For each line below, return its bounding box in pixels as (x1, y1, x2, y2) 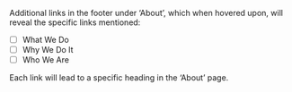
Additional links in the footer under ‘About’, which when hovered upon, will (9, 8, 283, 18)
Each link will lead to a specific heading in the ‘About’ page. (9, 72, 229, 83)
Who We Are (22, 54, 70, 65)
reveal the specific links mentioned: (9, 17, 141, 28)
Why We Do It (22, 45, 74, 55)
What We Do (22, 35, 69, 45)
